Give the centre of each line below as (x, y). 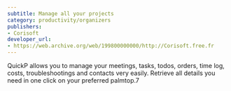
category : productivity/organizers (59, 20)
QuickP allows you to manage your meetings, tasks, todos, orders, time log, (116, 66)
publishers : (24, 26)
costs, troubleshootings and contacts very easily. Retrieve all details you (111, 73)
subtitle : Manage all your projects (61, 14)
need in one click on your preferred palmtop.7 (73, 80)
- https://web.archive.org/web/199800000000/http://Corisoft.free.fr (111, 46)
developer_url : (29, 40)
